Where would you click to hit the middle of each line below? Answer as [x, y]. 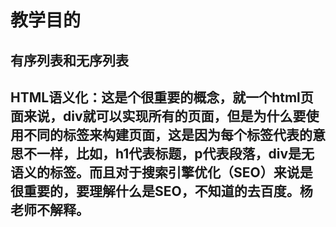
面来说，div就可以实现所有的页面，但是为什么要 [158, 116]
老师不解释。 [50, 209]
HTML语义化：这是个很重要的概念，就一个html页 [162, 97]
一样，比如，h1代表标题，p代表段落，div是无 [175, 153]
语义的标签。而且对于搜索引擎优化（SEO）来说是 [161, 172]
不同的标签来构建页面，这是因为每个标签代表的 [168, 134]
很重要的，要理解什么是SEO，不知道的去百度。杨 [161, 191]
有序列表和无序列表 [69, 60]
